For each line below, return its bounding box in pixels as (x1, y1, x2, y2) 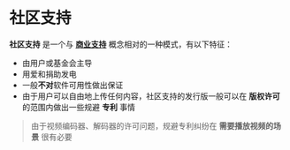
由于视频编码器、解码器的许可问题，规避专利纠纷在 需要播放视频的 (30, 120, 274, 131)
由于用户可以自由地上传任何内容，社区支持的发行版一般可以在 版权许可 (21, 90, 280, 101)
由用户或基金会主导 (21, 57, 93, 68)
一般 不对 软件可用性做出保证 (21, 79, 124, 90)
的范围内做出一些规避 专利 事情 (21, 101, 135, 112)
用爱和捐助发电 (21, 68, 77, 79)
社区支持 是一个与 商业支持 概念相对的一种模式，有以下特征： (9, 39, 233, 49)
